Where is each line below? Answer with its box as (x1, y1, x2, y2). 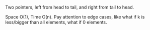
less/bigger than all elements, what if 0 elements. (5, 19, 107, 25)
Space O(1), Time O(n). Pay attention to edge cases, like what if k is (5, 14, 145, 19)
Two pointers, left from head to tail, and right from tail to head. (5, 4, 134, 10)
